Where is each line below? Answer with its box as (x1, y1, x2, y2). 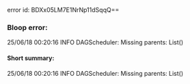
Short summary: (7, 54, 55, 62)
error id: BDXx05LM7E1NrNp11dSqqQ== (7, 6, 120, 14)
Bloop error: (7, 23, 48, 32)
